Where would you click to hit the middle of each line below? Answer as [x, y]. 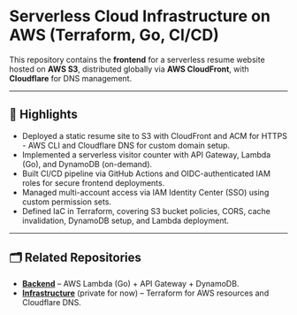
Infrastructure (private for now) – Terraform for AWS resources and [145, 293]
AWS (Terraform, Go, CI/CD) [114, 35]
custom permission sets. [67, 202]
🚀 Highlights [43, 115]
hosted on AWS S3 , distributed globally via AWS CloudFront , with [129, 69]
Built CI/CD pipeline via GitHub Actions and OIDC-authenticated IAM [146, 173]
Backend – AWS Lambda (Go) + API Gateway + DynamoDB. [130, 283]
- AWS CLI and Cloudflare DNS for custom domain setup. [126, 145]
